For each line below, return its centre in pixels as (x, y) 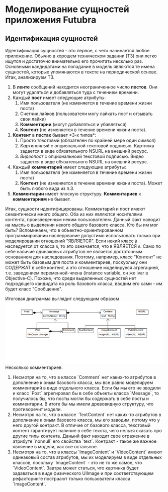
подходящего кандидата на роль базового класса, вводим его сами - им (84, 283)
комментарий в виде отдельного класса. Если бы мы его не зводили (87, 387)
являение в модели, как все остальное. (55, 446)
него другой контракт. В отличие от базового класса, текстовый (81, 425)
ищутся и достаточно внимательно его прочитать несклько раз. (74, 61)
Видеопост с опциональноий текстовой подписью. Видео (82, 156)
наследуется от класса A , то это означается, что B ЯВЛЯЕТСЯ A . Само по (83, 246)
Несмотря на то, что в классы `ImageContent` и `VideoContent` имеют (87, 452)
